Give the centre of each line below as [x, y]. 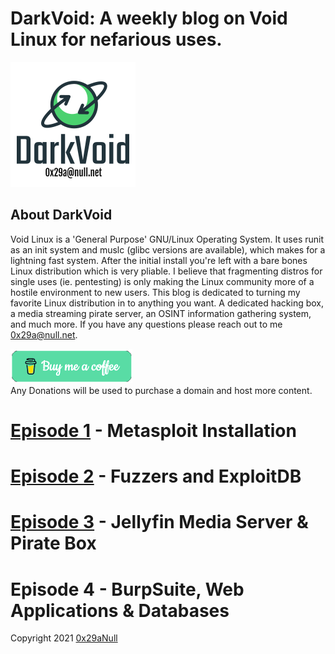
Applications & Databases [120, 610]
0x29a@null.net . [44, 334]
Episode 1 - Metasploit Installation [153, 430]
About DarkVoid [61, 215]
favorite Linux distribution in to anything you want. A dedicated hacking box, [167, 303]
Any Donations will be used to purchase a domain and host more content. [161, 390]
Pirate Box [53, 543]
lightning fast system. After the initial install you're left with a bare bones [159, 260]
